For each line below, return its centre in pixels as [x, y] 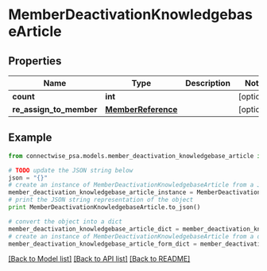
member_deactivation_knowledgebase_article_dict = [94, 229]
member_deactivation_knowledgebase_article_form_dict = [103, 244]
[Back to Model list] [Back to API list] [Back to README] [99, 259]
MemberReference [141, 109]
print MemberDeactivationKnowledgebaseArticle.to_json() [104, 207]
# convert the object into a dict [66, 221]
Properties [35, 61]
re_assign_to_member [55, 109]
